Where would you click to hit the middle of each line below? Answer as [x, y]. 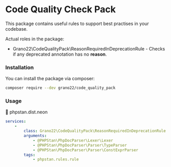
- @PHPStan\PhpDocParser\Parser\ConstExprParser [85, 150]
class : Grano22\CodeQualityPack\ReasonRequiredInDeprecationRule [95, 131]
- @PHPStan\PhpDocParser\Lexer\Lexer [73, 140]
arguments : [35, 136]
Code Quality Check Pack [61, 9]
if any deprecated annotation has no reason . [60, 54]
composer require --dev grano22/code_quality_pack [60, 88]
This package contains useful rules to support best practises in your [77, 23]
